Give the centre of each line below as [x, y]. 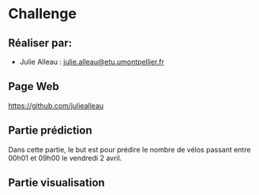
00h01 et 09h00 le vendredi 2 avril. [65, 158]
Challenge [43, 14]
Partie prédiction [50, 131]
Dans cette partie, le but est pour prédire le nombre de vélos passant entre [129, 149]
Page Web [34, 86]
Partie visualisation [56, 183]
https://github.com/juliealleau [56, 105]
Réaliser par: [40, 43]
